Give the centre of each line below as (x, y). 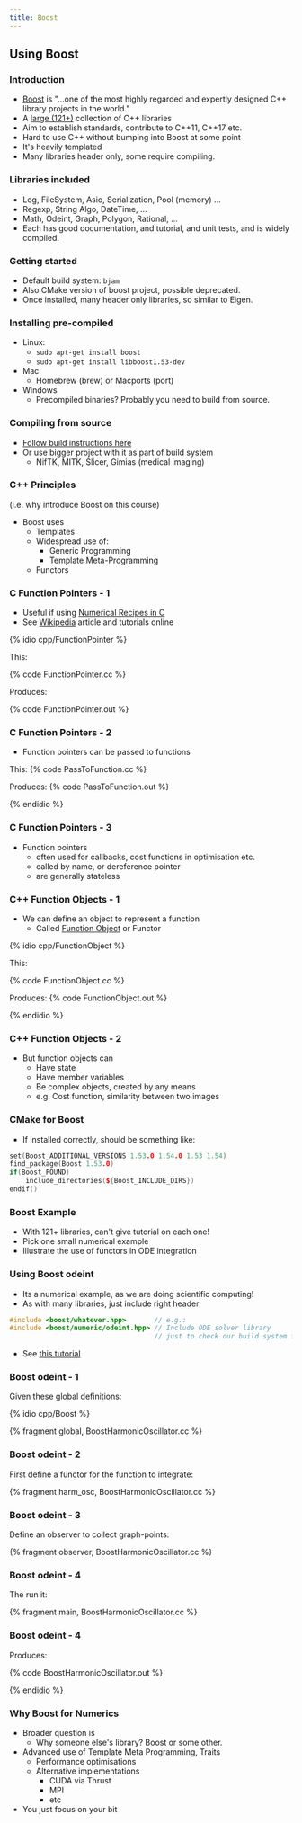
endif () (24, 1189)
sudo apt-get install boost (88, 353)
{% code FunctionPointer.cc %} (68, 674)
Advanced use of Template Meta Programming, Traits (121, 1752)
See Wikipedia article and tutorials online (98, 622)
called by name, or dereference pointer (108, 866)
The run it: (28, 1595)
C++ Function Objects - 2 (66, 1038)
